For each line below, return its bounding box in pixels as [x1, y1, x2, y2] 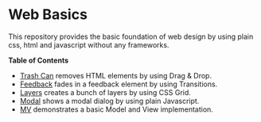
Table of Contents [8, 55, 69, 65]
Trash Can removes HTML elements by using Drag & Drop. [19, 71, 212, 80]
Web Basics [8, 6, 88, 24]
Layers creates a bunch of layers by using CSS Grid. [19, 87, 191, 97]
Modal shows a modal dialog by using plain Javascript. [19, 96, 200, 105]
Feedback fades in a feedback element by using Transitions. [19, 79, 218, 89]
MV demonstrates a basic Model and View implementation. [19, 105, 213, 114]
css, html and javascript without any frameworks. [8, 40, 169, 49]
